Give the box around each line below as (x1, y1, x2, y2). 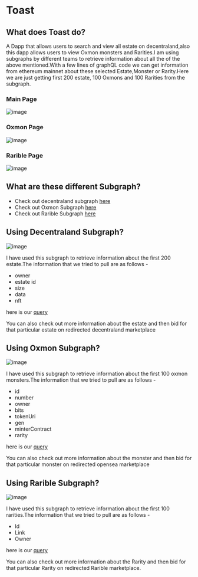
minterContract (14, 425, 52, 432)
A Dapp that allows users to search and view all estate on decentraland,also (6, 42, 190, 50)
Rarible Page (6, 151, 43, 159)
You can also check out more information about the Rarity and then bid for (6, 558, 186, 565)
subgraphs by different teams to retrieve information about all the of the (6, 55, 180, 62)
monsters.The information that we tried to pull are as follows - (6, 376, 156, 383)
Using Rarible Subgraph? (6, 478, 100, 488)
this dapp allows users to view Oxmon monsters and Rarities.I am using (6, 49, 179, 56)
